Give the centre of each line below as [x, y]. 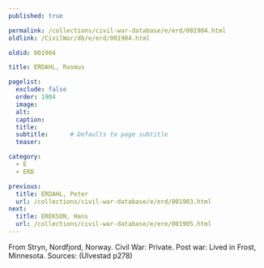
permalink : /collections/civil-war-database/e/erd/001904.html [117, 30]
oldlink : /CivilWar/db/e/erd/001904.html [79, 38]
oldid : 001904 [32, 53]
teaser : [29, 143]
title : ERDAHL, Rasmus [47, 67]
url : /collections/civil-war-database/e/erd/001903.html [114, 202]
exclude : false [41, 90]
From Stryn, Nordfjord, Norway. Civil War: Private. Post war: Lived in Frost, [132, 247]
